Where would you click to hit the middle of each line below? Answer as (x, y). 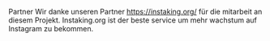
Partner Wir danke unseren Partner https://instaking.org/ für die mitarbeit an (135, 12)
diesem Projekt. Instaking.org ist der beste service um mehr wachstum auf (133, 20)
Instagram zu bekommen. (51, 29)
